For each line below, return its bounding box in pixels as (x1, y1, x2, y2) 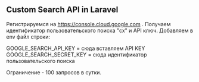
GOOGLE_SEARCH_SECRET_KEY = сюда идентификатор (6, 51, 147, 58)
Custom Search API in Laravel (6, 5, 119, 15)
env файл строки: (6, 33, 51, 40)
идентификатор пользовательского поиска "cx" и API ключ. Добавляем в (6, 27, 194, 34)
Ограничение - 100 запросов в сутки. (6, 68, 102, 76)
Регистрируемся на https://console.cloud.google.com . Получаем (6, 20, 171, 27)
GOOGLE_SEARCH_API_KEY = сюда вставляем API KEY (6, 45, 145, 52)
